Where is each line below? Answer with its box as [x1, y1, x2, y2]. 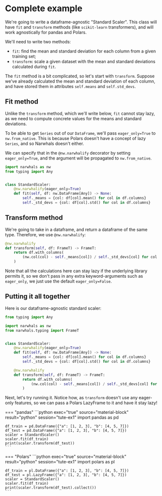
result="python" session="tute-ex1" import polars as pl [5, 459, 115, 465]
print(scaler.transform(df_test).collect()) [5, 485, 97, 490]
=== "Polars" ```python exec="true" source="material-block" [5, 454, 127, 460]
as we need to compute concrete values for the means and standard [5, 115, 142, 122]
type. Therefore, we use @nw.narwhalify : [5, 231, 86, 237]
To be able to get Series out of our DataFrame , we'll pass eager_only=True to [5, 130, 156, 136]
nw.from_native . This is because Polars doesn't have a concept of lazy [5, 135, 146, 141]
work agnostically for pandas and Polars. [5, 29, 87, 35]
